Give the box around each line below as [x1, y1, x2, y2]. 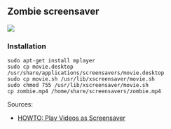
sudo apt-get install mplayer [7, 57, 96, 64]
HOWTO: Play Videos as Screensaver [17, 114, 126, 122]
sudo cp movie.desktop [7, 63, 74, 71]
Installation [7, 41, 47, 51]
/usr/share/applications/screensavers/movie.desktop [7, 69, 165, 76]
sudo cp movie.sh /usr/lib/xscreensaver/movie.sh [7, 76, 156, 83]
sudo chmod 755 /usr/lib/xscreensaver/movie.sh [7, 82, 149, 89]
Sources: [7, 100, 34, 109]
